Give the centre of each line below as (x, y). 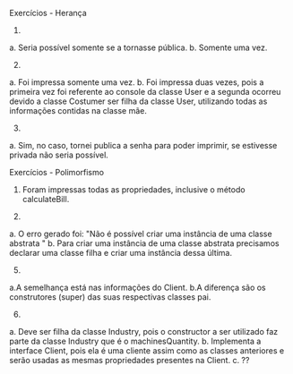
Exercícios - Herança (48, 13)
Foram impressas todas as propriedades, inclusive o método (134, 190)
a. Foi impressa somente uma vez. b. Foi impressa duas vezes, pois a (137, 82)
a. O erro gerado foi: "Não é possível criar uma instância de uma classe (141, 234)
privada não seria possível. (59, 155)
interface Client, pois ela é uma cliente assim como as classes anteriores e (147, 351)
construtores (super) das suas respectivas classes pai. (110, 297)
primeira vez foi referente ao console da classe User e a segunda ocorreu (145, 92)
